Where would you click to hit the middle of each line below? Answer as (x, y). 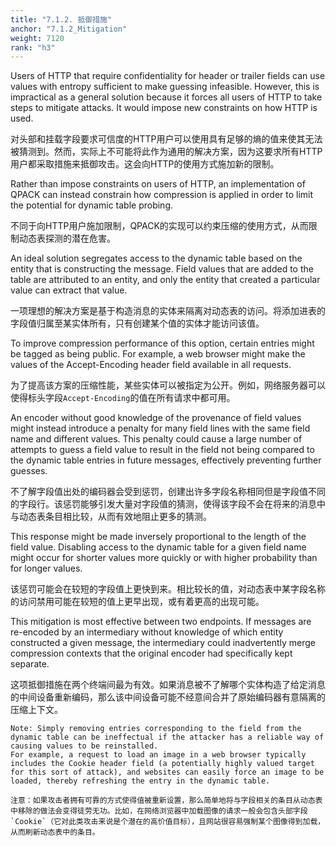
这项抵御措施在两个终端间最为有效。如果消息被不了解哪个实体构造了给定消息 (168, 685)
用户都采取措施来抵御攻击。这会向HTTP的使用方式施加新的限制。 (145, 164)
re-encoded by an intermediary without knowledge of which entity (147, 632)
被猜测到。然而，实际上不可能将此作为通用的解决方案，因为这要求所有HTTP (166, 152)
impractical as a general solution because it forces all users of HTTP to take (166, 97)
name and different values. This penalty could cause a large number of (156, 439)
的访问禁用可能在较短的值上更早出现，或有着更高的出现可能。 (137, 602)
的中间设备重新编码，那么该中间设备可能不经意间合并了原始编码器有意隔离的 (168, 697)
